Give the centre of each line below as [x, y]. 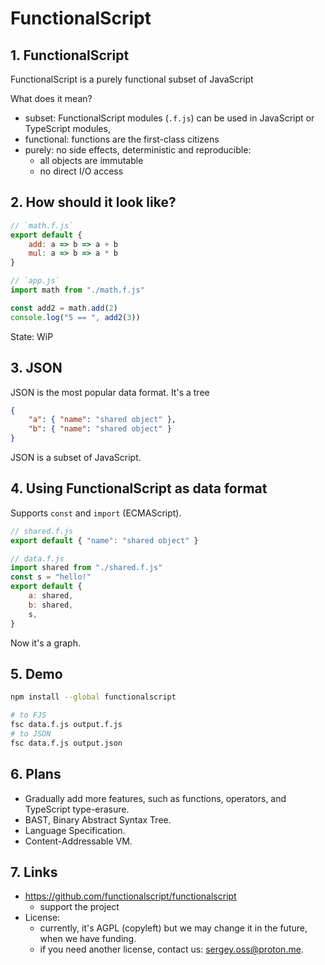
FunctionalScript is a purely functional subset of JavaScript [132, 79]
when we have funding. [88, 939]
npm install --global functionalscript [93, 697]
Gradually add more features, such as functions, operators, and [155, 798]
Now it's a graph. [45, 643]
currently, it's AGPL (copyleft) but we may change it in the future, [173, 928]
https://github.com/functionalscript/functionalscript [130, 896]
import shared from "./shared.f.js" [86, 568]
